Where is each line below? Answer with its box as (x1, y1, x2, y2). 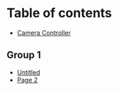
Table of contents (6, 5, 113, 21)
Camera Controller (16, 28, 72, 37)
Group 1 (6, 49, 42, 61)
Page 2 (16, 75, 38, 84)
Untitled (16, 68, 40, 76)
